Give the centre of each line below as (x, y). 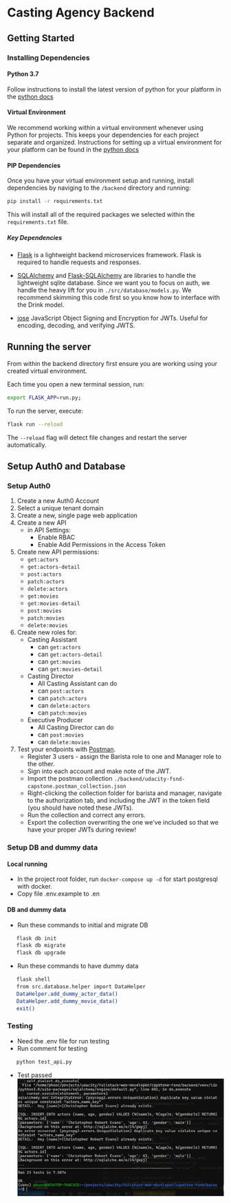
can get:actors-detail (70, 654)
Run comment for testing (52, 1048)
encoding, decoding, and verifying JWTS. (76, 325)
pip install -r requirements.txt (55, 202)
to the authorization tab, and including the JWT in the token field (119, 801)
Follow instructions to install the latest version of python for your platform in (114, 89)
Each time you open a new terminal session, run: (76, 384)
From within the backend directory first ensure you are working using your (112, 363)
